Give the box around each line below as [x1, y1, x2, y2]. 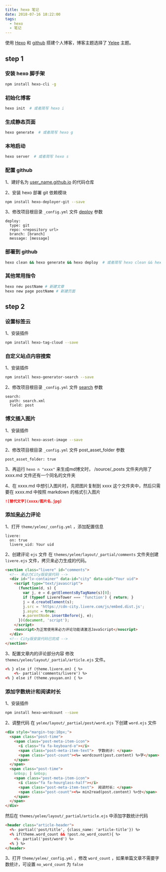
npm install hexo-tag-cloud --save [5, 340, 79, 345]
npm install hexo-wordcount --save [5, 710, 79, 715]
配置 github [5, 167, 33, 174]
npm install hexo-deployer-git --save [5, 199, 85, 204]
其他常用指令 [5, 272, 36, 279]
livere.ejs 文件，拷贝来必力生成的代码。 [5, 557, 89, 564]
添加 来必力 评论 [5, 511, 41, 518]
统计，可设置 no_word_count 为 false [9, 861, 83, 868]
